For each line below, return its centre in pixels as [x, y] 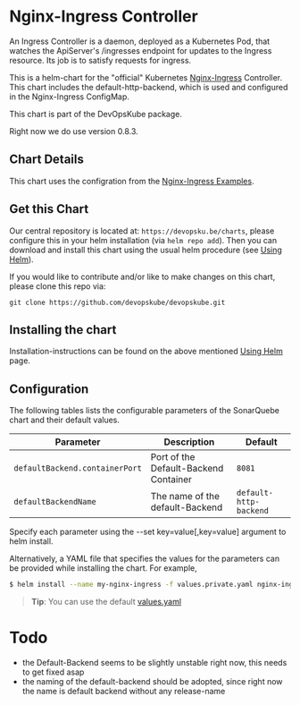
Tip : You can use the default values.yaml [106, 602]
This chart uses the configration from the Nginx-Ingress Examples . [132, 181]
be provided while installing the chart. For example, [104, 568]
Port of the [173, 457]
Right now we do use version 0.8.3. [74, 131]
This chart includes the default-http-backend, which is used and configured [149, 87]
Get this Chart [49, 209]
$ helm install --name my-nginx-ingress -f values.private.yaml [131, 585]
